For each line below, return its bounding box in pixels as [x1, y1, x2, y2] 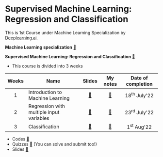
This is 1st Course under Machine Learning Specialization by [5, 30, 126, 35]
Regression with [28, 103, 65, 110]
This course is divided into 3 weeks [12, 63, 83, 69]
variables [28, 115, 49, 122]
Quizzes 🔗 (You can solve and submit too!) [12, 141, 97, 147]
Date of [130, 74, 148, 81]
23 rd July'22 [125, 108, 154, 116]
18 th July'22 [125, 91, 154, 99]
